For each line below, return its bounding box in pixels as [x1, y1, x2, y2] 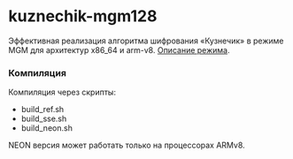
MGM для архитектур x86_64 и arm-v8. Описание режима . [8, 44, 230, 55]
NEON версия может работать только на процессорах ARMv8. [8, 140, 245, 151]
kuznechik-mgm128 [8, 6, 158, 26]
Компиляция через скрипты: [8, 87, 117, 98]
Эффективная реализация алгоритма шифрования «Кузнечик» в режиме [8, 35, 284, 46]
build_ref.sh [20, 104, 65, 115]
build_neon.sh [20, 123, 73, 133]
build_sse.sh [20, 113, 67, 125]
